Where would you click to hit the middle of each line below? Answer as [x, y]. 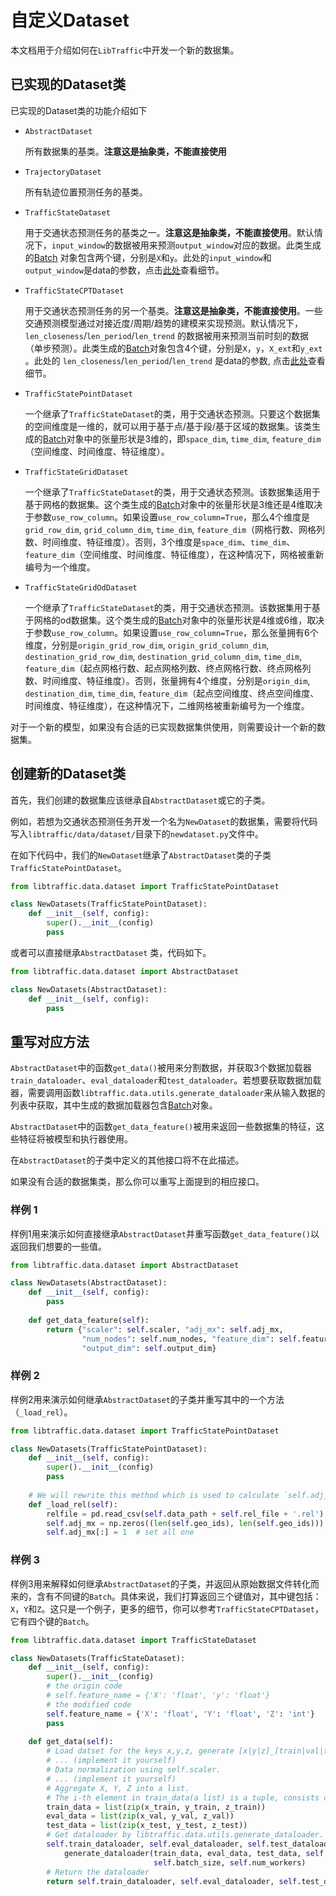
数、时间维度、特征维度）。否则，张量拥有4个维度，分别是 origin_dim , [167, 680]
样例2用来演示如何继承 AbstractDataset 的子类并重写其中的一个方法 [147, 1399]
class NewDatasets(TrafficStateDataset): [98, 1658]
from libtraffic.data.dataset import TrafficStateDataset [133, 1640]
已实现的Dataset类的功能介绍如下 [79, 110]
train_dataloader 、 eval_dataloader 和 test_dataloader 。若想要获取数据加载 [166, 1080]
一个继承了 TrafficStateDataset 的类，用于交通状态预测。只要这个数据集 [172, 413]
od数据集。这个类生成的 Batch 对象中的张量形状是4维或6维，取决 [192, 620]
